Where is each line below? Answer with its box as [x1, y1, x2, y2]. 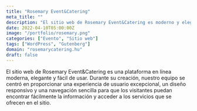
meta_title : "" [6, 14, 43, 20]
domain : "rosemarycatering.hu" [6, 47, 83, 53]
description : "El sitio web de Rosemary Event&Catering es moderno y [6, 19, 180, 25]
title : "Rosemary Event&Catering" [6, 8, 91, 15]
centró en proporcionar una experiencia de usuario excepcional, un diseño [6, 80, 186, 88]
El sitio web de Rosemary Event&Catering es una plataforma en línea [6, 68, 172, 75]
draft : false [6, 52, 38, 58]
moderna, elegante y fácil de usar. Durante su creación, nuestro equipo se [6, 74, 185, 81]
